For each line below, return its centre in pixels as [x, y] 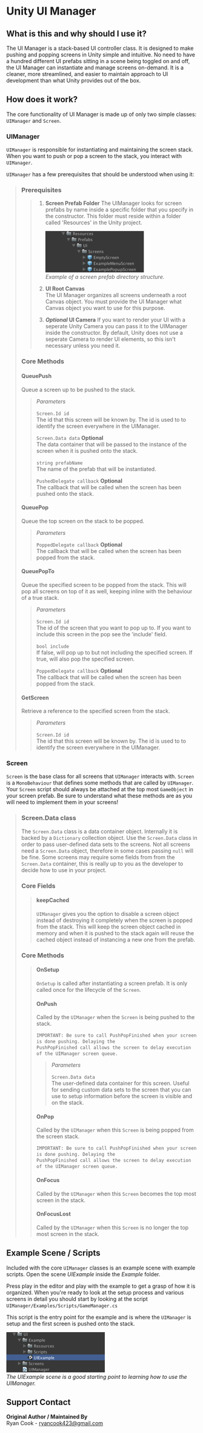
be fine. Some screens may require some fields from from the [98, 857]
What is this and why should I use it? [77, 34]
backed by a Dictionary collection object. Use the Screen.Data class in [109, 837]
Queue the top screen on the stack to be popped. [82, 521]
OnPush [47, 1003]
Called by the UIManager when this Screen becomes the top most [116, 1194]
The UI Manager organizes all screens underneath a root [116, 295]
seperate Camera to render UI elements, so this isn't [110, 339]
